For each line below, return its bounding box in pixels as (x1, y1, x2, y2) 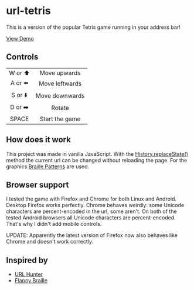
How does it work (6, 135, 72, 145)
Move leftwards (39, 79, 82, 88)
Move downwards (35, 92, 85, 100)
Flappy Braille (14, 277, 48, 284)
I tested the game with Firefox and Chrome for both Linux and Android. (6, 195, 177, 202)
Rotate (51, 104, 69, 112)
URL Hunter (14, 271, 43, 278)
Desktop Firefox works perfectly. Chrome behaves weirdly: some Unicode (6, 202, 185, 209)
